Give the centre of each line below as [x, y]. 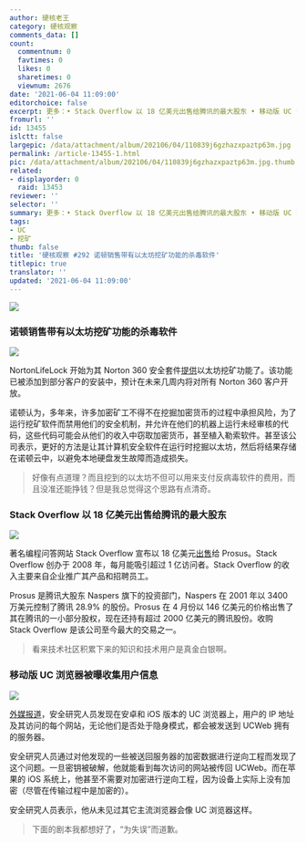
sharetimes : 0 [44, 78]
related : [26, 171]
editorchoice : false [49, 103]
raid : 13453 [41, 188]
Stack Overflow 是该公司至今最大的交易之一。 [96, 630]
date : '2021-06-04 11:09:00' [65, 94]
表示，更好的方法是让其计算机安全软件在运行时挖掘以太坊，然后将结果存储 [157, 447]
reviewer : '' [34, 196]
